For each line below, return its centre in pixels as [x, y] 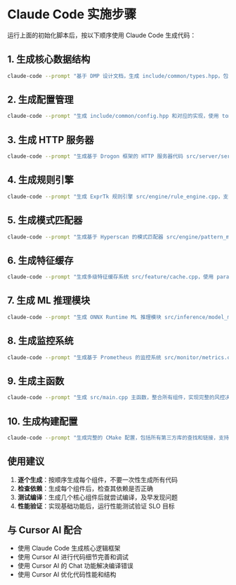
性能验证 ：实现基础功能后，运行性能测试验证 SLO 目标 [96, 506]
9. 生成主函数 [36, 381]
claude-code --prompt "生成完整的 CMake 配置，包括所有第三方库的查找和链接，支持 [118, 438]
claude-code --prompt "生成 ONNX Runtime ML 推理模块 [84, 317]
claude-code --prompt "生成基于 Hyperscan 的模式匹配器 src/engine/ [104, 237]
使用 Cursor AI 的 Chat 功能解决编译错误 [75, 566]
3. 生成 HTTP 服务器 [51, 140]
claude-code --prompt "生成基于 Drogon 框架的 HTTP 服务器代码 [96, 156]
